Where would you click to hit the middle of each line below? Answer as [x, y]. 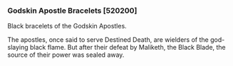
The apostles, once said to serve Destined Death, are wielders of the [108, 40]
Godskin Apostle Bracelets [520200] [72, 11]
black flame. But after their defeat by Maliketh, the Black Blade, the [128, 48]
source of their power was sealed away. [66, 55]
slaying [18, 48]
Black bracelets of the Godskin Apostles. [67, 26]
